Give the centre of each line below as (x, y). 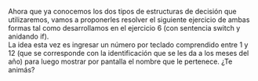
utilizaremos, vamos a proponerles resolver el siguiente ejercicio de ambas (129, 20)
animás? (22, 70)
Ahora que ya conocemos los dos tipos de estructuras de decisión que (122, 11)
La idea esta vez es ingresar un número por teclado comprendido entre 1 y (128, 45)
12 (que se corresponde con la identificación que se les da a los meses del (129, 53)
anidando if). (29, 36)
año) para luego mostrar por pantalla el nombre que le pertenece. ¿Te (120, 61)
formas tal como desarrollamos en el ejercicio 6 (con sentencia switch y (124, 28)
